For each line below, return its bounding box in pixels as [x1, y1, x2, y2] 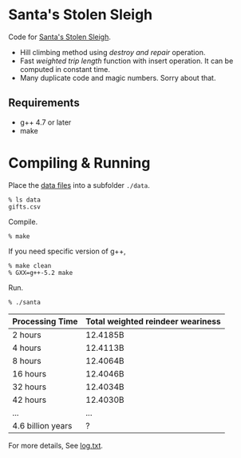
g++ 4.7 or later [19, 117, 72, 127]
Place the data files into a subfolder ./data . [8, 180, 150, 189]
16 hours [12, 368, 47, 379]
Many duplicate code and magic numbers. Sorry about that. [19, 73, 216, 82]
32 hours [12, 381, 47, 392]
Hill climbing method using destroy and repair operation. [19, 47, 206, 57]
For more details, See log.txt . [8, 440, 104, 450]
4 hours [12, 342, 41, 353]
